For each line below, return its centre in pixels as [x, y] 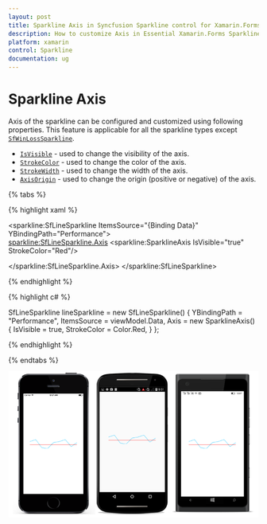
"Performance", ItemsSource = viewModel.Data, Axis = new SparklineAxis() [132, 321]
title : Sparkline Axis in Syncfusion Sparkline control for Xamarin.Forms [135, 25]
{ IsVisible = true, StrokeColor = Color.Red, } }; [84, 329]
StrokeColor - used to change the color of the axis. [103, 162]
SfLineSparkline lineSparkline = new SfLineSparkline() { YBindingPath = [126, 312]
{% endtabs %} [33, 360]
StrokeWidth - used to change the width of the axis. [104, 170]
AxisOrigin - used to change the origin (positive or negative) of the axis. [138, 178]
